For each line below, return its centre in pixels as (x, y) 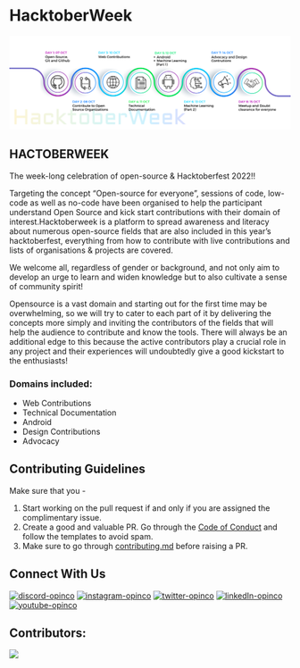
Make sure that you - (48, 490)
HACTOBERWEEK (59, 154)
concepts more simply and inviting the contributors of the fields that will (142, 322)
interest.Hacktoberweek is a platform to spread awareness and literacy (139, 221)
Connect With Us (58, 574)
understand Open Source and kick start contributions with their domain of (145, 212)
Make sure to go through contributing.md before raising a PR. (135, 546)
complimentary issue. (62, 517)
